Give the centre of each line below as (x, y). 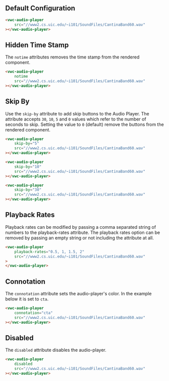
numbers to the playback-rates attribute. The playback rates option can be (83, 232)
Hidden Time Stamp (37, 45)
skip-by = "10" (28, 167)
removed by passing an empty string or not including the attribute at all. (79, 238)
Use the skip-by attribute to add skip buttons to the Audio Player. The (77, 113)
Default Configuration (40, 8)
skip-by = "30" (28, 190)
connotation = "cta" (34, 313)
